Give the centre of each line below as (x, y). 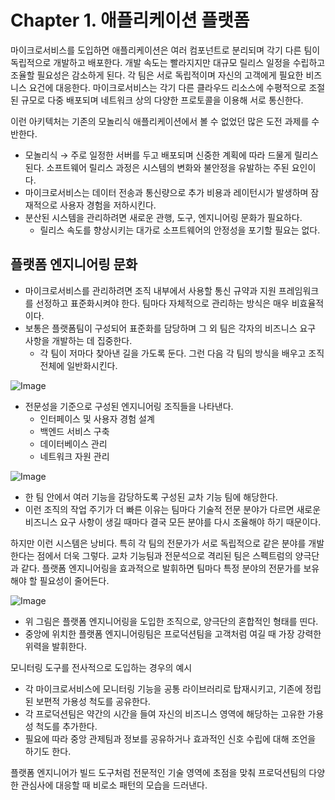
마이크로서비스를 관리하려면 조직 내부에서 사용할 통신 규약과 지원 (150, 290)
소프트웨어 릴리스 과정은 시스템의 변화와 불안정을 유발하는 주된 (168, 167)
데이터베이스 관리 (73, 443)
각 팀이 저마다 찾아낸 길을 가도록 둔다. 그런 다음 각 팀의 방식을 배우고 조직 (182, 353)
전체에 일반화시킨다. (78, 365)
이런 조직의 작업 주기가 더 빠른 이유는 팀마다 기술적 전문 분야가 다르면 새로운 (173, 509)
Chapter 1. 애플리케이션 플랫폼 (130, 20)
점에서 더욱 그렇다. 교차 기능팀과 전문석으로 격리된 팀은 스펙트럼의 (164, 555)
